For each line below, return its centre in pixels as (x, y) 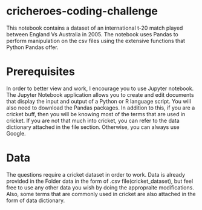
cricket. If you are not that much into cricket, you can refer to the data (93, 120)
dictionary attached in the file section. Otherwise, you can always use (93, 127)
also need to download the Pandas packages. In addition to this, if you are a (101, 108)
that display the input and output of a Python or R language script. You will (99, 101)
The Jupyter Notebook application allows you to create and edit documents (100, 94)
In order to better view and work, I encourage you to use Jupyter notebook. (100, 88)
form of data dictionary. (36, 200)
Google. (16, 133)
